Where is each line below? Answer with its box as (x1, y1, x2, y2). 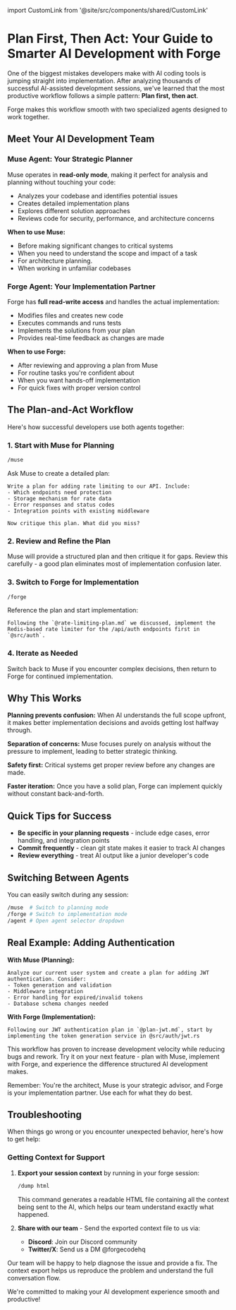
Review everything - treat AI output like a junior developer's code (17, 851, 209, 860)
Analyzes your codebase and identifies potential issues (17, 191, 178, 200)
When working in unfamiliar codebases (17, 264, 132, 272)
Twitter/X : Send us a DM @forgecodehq (27, 1245, 146, 1254)
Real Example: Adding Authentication (7, 937, 175, 949)
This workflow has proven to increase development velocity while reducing (7, 1045, 225, 1053)
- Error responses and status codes (7, 501, 115, 508)
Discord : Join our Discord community (27, 1237, 137, 1246)
